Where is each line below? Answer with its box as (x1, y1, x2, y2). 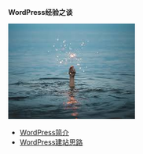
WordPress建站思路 (19, 138, 83, 147)
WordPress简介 (19, 128, 69, 137)
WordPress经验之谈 (8, 8, 73, 16)
